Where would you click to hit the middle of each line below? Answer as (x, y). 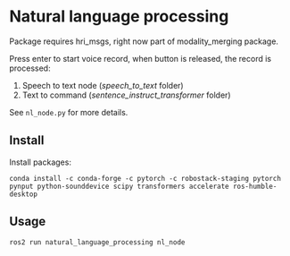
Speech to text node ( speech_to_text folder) (103, 85)
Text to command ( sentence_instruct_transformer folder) (126, 95)
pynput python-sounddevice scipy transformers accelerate (119, 186)
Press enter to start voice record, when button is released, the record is (141, 58)
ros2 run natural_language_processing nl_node (97, 242)
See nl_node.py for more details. (69, 112)
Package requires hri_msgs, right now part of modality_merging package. (144, 41)
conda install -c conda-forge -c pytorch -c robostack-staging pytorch (145, 178)
